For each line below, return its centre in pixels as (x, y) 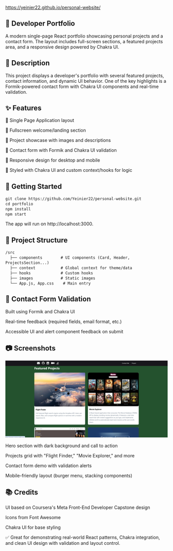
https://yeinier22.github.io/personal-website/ (53, 7)
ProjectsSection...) (28, 263)
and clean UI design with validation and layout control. (63, 543)
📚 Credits (22, 493)
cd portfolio (19, 204)
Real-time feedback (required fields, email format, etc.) (64, 322)
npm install (18, 209)
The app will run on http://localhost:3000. (49, 224)
